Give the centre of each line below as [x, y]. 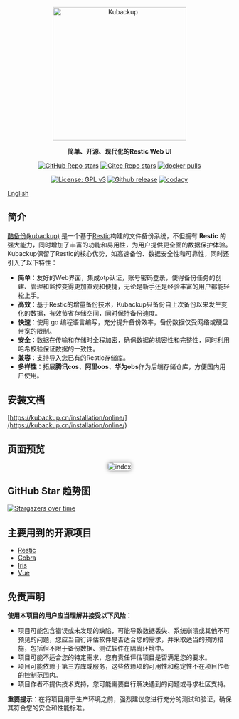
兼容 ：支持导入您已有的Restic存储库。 [74, 357]
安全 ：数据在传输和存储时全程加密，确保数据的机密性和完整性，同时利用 [123, 340]
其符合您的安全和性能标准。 [48, 708]
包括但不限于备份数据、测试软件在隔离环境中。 [99, 648]
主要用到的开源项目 [49, 532]
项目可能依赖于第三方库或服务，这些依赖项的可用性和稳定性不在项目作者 [123, 666]
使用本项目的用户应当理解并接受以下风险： [70, 615]
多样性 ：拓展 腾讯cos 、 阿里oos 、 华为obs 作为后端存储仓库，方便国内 [118, 366]
